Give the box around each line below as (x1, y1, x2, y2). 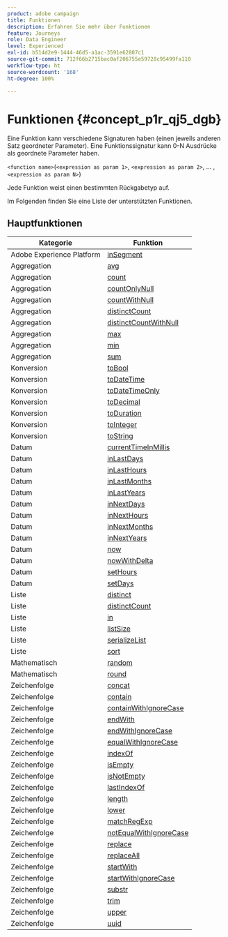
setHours (107, 567, 138, 577)
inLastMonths (107, 477, 152, 486)
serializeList (107, 636, 147, 645)
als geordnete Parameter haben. (7, 149, 99, 158)
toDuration (107, 409, 142, 419)
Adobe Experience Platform (10, 250, 101, 260)
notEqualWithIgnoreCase (107, 828, 189, 838)
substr (107, 885, 129, 894)
